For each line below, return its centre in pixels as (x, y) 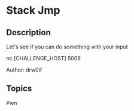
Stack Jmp (33, 10)
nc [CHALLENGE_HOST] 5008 (43, 58)
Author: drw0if (24, 70)
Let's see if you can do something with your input (67, 47)
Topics (19, 89)
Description (28, 33)
